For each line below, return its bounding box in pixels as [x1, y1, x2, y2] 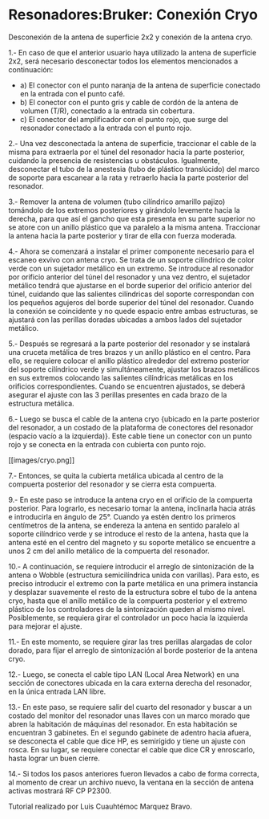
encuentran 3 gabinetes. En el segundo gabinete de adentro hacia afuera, [8, 727, 252, 737]
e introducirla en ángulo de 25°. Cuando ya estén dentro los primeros [8, 511, 236, 521]
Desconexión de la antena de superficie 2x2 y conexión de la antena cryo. [8, 32, 253, 42]
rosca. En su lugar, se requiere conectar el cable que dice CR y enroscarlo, [8, 744, 255, 754]
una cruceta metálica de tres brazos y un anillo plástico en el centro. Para [8, 347, 251, 357]
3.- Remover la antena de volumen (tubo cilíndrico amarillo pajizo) [8, 197, 226, 206]
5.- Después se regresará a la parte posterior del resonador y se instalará [8, 339, 251, 348]
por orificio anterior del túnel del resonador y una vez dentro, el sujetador [8, 271, 251, 282]
